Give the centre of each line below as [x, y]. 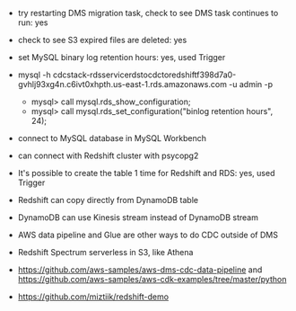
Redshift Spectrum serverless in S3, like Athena [105, 252]
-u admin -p [251, 84]
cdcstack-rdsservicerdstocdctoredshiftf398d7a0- [144, 75]
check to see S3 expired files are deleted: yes [102, 40]
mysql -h [34, 75]
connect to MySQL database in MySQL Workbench [112, 138]
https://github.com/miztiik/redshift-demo [93, 297]
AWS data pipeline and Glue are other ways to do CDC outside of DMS [148, 235]
